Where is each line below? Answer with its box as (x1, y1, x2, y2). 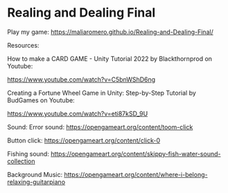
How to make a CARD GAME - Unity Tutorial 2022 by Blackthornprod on (7, 54, 213, 63)
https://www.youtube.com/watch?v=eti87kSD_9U (7, 109, 148, 118)
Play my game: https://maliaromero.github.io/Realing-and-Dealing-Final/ (7, 28, 213, 36)
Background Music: (7, 170, 63, 178)
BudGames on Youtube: (7, 95, 75, 104)
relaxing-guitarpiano (7, 178, 66, 186)
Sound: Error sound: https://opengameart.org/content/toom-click (7, 122, 193, 131)
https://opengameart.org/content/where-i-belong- (64, 170, 208, 178)
